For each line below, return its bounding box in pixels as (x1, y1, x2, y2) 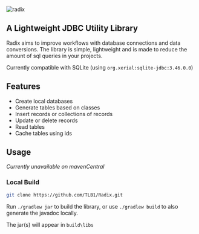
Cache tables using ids (15, 129, 73, 137)
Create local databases (15, 97, 73, 105)
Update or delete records (15, 117, 78, 124)
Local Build (6, 178, 40, 187)
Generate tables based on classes (15, 103, 100, 111)
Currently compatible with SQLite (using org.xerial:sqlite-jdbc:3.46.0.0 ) (6, 63, 194, 71)
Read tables (15, 123, 45, 130)
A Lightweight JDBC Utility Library (6, 23, 138, 33)
